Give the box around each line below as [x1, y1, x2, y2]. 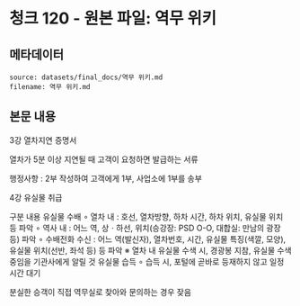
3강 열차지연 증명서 [9, 134, 77, 145]
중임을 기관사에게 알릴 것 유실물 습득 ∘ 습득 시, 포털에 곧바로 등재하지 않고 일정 [9, 256, 285, 266]
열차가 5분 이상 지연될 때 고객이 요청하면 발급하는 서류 [9, 154, 199, 165]
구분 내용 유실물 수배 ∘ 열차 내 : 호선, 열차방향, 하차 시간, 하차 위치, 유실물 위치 [9, 211, 284, 221]
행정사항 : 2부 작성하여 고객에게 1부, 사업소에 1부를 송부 [9, 173, 202, 184]
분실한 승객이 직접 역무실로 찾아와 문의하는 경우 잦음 [9, 286, 191, 297]
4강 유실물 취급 [9, 192, 63, 202]
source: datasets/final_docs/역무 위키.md [9, 73, 163, 82]
